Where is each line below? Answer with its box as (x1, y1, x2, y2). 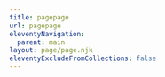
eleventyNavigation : (9, 29, 86, 38)
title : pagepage (9, 12, 69, 22)
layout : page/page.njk (9, 46, 93, 55)
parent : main (17, 37, 66, 47)
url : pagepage (9, 21, 62, 30)
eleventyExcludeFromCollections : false (9, 54, 157, 63)
